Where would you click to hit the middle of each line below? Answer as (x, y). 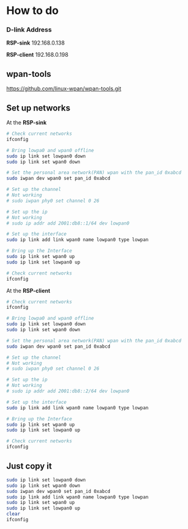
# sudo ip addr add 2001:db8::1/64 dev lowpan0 (68, 223)
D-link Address (29, 30)
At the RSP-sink (27, 123)
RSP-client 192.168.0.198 (38, 55)
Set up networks (38, 108)
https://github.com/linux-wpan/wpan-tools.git (64, 88)
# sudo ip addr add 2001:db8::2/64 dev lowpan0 (68, 391)
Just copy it (29, 466)
